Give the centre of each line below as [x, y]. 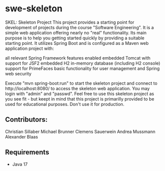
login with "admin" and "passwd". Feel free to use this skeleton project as [80, 94]
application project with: [30, 48]
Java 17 [20, 164]
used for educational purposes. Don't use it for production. [65, 104]
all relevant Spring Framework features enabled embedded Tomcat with [78, 58]
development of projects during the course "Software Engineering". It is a [80, 27]
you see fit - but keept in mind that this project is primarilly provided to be [80, 99]
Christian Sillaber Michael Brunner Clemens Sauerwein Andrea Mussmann [80, 132]
